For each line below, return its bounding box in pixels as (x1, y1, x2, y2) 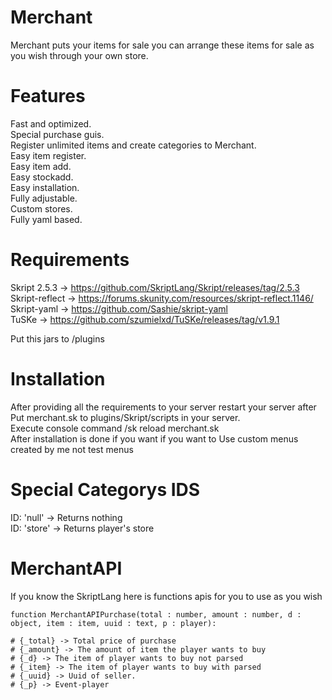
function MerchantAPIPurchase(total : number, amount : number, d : (10, 609, 302, 620)
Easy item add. (10, 160, 72, 172)
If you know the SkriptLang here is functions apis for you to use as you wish (10, 590, 323, 602)
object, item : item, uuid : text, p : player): (10, 618, 217, 628)
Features (10, 85, 86, 108)
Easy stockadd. (10, 171, 74, 183)
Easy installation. (10, 181, 80, 193)
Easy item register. (10, 149, 87, 161)
